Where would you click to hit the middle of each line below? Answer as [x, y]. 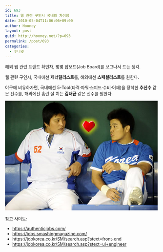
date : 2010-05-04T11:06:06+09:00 [39, 21]
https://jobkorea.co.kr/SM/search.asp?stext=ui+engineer [69, 244]
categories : [17, 46]
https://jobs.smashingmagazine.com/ [50, 233]
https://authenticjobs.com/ [39, 228]
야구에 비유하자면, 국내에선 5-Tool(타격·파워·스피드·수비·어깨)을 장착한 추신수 [78, 87]
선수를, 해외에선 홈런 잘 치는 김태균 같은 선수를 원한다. [61, 93]
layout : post [18, 31]
